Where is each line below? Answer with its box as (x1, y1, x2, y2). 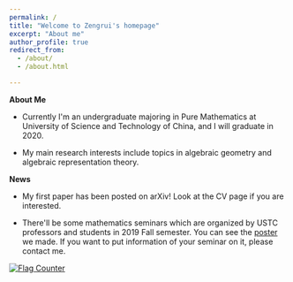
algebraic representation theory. (21, 156, 139, 167)
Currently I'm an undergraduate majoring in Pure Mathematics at (21, 111, 257, 122)
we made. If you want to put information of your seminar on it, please (21, 236, 274, 247)
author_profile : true (9, 37, 89, 47)
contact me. (21, 245, 66, 256)
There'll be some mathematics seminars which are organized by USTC (21, 217, 278, 228)
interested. (21, 200, 62, 210)
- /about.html (17, 63, 69, 72)
